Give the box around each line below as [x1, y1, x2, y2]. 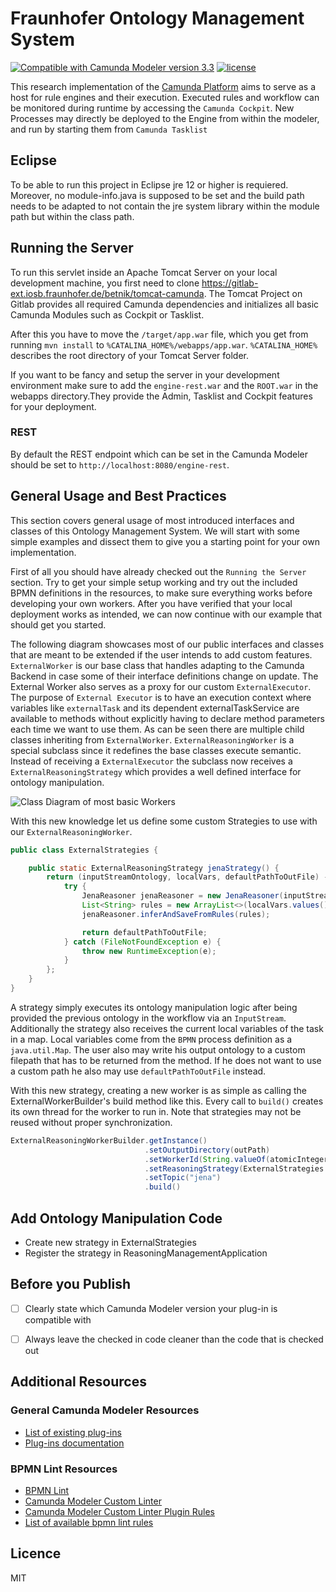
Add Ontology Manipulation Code [10, 1210, 223, 1227]
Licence [10, 1545, 62, 1562]
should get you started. [10, 618, 107, 631]
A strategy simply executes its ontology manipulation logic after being [10, 1001, 298, 1013]
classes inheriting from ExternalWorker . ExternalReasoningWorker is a [10, 733, 295, 746]
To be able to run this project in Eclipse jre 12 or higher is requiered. [10, 178, 289, 191]
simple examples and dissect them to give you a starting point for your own [10, 535, 320, 547]
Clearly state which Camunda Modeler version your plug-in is [24, 1302, 278, 1314]
